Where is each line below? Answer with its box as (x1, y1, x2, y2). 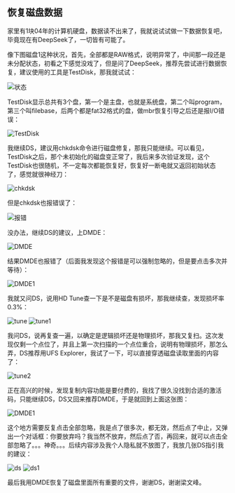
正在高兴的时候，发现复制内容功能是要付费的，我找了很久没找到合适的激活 (7, 386, 222, 394)
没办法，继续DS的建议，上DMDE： (7, 228, 108, 236)
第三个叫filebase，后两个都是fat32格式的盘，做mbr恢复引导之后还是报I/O (7, 106, 219, 114)
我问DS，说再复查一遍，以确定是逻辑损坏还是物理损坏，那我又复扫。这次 (7, 331, 218, 339)
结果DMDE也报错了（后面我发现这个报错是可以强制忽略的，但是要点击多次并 (7, 257, 228, 265)
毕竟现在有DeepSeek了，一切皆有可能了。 (7, 35, 129, 43)
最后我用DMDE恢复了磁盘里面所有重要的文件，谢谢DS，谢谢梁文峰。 (7, 478, 206, 486)
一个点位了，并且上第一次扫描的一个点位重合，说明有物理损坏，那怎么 (25, 339, 228, 349)
